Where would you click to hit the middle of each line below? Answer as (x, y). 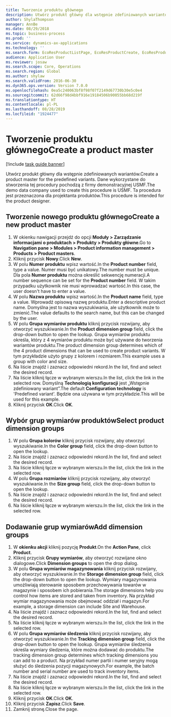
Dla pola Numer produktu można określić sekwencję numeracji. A (81, 275)
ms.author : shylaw (25, 76)
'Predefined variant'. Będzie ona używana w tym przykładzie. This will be (89, 394)
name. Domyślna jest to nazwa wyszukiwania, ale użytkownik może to (86, 307)
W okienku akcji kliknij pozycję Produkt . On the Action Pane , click (82, 547)
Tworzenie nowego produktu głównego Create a (83, 217)
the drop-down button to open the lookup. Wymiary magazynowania (85, 580)
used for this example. (36, 399)
